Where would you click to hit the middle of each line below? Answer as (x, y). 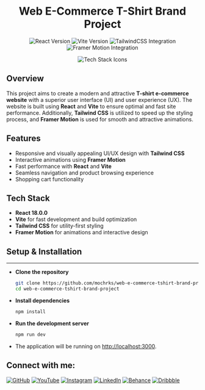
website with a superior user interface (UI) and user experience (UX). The (99, 99)
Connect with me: (41, 365)
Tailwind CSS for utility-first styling (59, 226)
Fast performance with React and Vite (63, 166)
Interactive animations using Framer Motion (70, 159)
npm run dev (30, 334)
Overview (25, 78)
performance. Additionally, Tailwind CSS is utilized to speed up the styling (100, 113)
